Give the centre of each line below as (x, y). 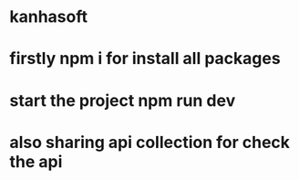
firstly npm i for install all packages (145, 59)
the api (36, 161)
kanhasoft (49, 17)
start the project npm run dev (123, 100)
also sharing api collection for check (149, 142)
